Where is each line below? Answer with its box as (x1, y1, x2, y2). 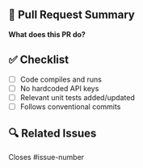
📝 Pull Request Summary (8, 8, 135, 22)
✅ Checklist (8, 53, 69, 67)
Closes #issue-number (8, 152, 85, 162)
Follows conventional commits (19, 102, 121, 111)
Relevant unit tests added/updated (19, 92, 135, 102)
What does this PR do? (8, 29, 86, 39)
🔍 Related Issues (8, 127, 97, 141)
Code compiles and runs (19, 74, 103, 84)
